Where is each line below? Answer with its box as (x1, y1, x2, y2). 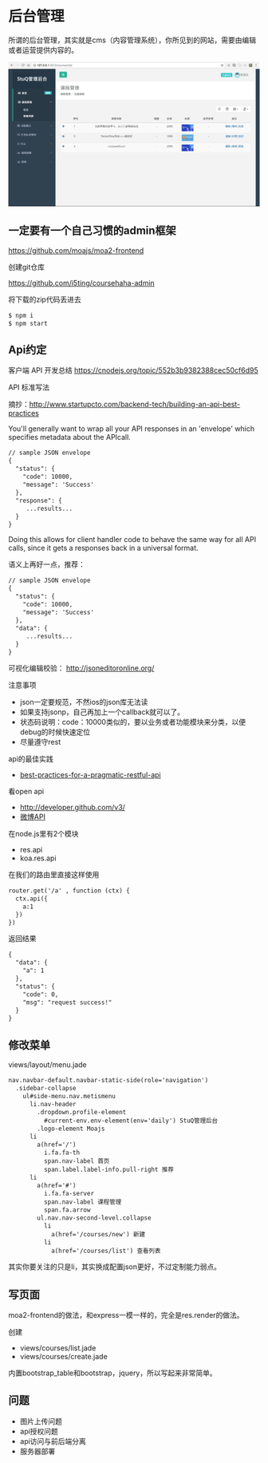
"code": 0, (22, 990, 59, 998)
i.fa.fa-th (43, 1149, 81, 1157)
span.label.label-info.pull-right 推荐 (43, 1166, 174, 1174)
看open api (8, 787, 45, 797)
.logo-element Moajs (37, 1125, 105, 1133)
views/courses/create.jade (19, 1352, 108, 1362)
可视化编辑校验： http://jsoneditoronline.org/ (8, 663, 155, 673)
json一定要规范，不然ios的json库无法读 (19, 698, 148, 707)
